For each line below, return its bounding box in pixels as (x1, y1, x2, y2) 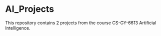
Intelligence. (5, 25, 31, 31)
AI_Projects (5, 3, 54, 15)
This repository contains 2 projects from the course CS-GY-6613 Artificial (5, 20, 156, 26)
